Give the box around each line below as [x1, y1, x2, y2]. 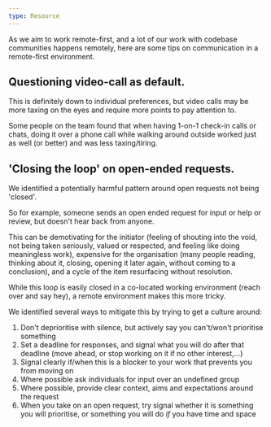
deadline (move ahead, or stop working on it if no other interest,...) [20, 349, 243, 359]
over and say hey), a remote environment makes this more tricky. [8, 291, 226, 301]
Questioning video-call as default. [8, 75, 186, 89]
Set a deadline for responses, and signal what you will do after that [20, 340, 244, 350]
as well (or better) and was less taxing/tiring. [8, 138, 158, 148]
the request [20, 392, 59, 402]
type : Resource [8, 11, 60, 20]
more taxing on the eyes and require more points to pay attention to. [8, 105, 237, 115]
